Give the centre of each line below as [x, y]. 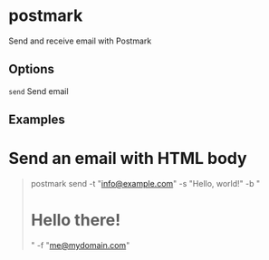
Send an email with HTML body [128, 159]
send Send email [38, 91]
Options [32, 69]
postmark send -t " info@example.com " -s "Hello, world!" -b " [145, 184]
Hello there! [76, 221]
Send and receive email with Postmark [80, 41]
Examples [37, 120]
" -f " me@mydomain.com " [80, 246]
